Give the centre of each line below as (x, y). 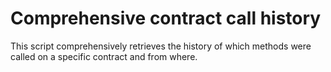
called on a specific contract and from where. (104, 56)
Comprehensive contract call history (166, 18)
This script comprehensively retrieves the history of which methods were (161, 46)
